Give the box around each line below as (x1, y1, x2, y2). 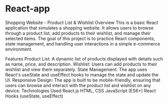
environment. (5, 46, 33, 52)
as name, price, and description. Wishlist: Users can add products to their (5, 61, 157, 67)
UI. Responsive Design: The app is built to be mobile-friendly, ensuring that (5, 77, 160, 83)
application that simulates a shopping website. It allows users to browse (5, 24, 154, 30)
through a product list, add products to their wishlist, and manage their (5, 30, 151, 36)
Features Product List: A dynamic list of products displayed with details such (5, 55, 163, 61)
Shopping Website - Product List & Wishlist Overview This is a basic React (5, 19, 158, 25)
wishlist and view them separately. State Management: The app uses (5, 66, 147, 72)
